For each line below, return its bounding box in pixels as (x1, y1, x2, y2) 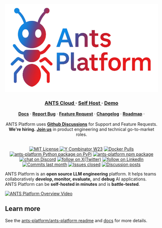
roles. (76, 131, 87, 137)
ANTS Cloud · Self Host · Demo (44, 100, 119, 107)
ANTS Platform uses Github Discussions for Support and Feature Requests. (5, 121, 158, 127)
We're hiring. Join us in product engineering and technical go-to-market (9, 126, 154, 132)
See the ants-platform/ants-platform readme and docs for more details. (5, 217, 147, 223)
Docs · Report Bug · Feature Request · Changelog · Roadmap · (18, 111, 145, 116)
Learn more (5, 205, 41, 213)
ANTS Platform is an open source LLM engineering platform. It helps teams (5, 171, 157, 177)
